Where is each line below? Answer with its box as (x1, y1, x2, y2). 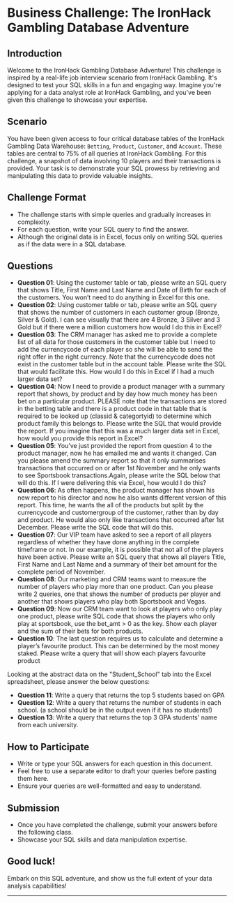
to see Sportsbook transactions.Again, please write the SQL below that (17, 471, 221, 479)
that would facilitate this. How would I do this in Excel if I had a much (17, 368, 214, 376)
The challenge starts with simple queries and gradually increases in (17, 210, 211, 218)
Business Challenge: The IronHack (7, 5, 211, 21)
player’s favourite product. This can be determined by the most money (17, 642, 219, 650)
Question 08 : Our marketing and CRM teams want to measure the (17, 575, 207, 583)
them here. (17, 775, 49, 783)
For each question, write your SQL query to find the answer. (17, 225, 189, 233)
